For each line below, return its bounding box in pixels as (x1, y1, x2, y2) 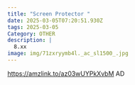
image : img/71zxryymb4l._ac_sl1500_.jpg (7, 50, 129, 57)
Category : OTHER (7, 30, 55, 38)
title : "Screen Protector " (7, 10, 91, 18)
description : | (7, 37, 53, 44)
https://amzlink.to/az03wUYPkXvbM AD (7, 69, 125, 78)
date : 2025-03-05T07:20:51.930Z (7, 17, 103, 24)
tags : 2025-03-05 (7, 23, 59, 30)
